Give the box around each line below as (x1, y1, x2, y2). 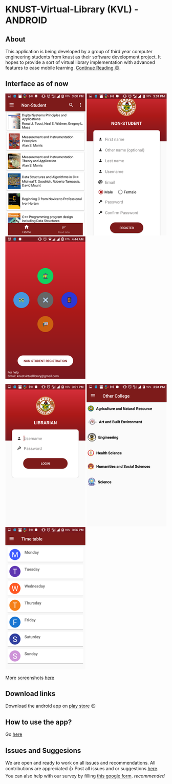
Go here (5, 731, 23, 737)
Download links (5, 689, 56, 698)
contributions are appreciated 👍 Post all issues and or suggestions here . (5, 766, 159, 771)
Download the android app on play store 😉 (5, 703, 96, 709)
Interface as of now (5, 79, 69, 88)
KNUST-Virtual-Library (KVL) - (5, 4, 139, 15)
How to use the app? (5, 717, 72, 726)
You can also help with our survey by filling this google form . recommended (5, 773, 165, 779)
